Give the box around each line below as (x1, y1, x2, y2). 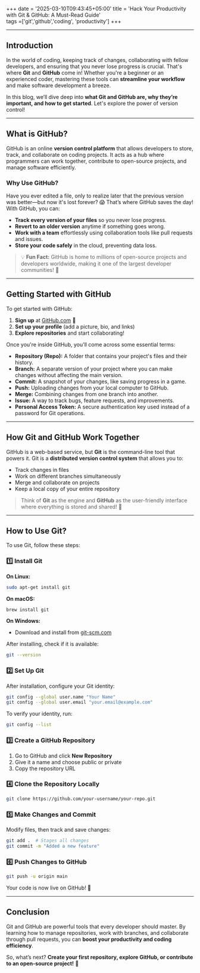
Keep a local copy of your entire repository (14, 485, 120, 492)
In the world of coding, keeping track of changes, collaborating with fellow (6, 56, 189, 63)
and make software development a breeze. (6, 82, 111, 89)
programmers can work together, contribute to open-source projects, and (6, 157, 187, 165)
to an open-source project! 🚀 (6, 960, 79, 967)
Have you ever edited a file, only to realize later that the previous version (6, 192, 184, 199)
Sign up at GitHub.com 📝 (14, 316, 76, 324)
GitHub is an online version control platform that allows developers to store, (6, 144, 193, 152)
